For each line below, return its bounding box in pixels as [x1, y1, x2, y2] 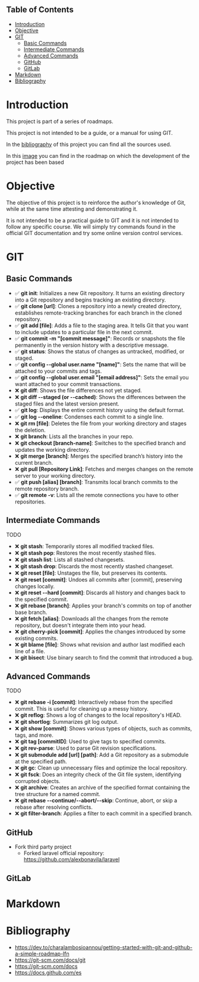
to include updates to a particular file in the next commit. [14, 328, 153, 335]
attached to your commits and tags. [14, 368, 102, 375]
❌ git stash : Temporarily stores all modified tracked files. [14, 543, 154, 550]
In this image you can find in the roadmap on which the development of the [6, 152, 190, 159]
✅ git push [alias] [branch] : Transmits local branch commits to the [14, 478, 178, 486]
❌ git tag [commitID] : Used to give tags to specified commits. [14, 738, 166, 745]
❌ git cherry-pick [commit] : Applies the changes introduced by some [14, 628, 186, 635]
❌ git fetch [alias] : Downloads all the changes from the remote [14, 614, 169, 622]
